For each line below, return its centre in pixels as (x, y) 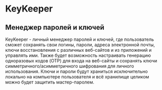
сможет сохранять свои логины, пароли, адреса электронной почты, (80, 45)
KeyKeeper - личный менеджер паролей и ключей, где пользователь (79, 39)
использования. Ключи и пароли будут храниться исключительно (76, 71)
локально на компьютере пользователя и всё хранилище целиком (77, 77)
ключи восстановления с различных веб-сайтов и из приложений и (78, 50)
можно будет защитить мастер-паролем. (50, 82)
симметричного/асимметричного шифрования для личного (70, 66)
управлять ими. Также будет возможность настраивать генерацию (78, 55)
